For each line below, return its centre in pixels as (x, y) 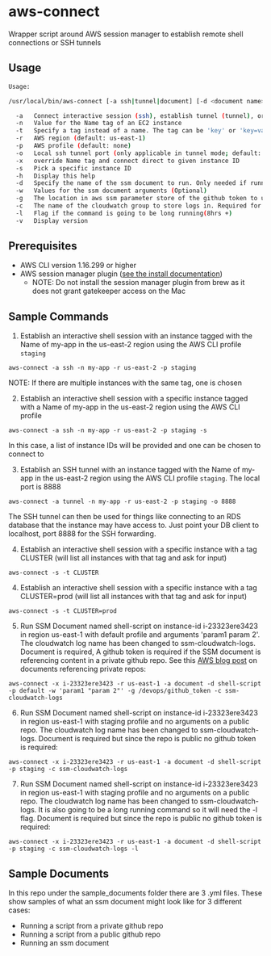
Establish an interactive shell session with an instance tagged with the (136, 336)
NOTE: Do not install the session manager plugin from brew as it (138, 283)
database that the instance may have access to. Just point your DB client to (134, 525)
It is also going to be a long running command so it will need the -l (148, 810)
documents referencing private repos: (83, 669)
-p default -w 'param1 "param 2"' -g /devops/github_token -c (115, 691)
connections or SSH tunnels (55, 42)
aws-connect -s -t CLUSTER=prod (63, 611)
